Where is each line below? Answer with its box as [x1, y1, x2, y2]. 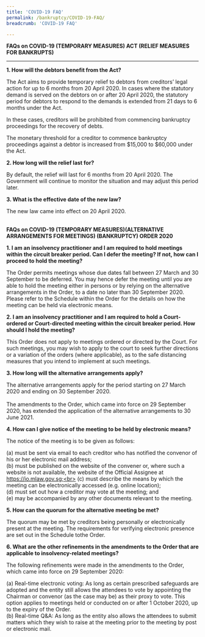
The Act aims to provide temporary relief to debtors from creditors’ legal [6, 78, 188, 86]
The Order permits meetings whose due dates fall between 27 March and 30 [6, 269, 199, 277]
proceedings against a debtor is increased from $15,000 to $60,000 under [6, 141, 193, 148]
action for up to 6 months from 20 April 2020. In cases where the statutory [6, 85, 194, 92]
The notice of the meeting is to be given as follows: [6, 437, 135, 445]
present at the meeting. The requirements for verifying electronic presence [6, 525, 195, 532]
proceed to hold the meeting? [6, 257, 83, 264]
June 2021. [6, 413, 35, 421]
